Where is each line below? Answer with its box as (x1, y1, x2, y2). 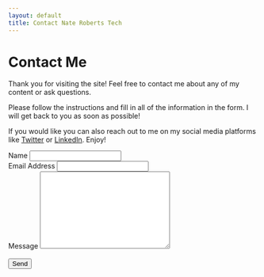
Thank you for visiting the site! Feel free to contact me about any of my (8, 79, 240, 89)
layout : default (8, 11, 62, 20)
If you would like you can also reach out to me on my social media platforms (8, 127, 256, 136)
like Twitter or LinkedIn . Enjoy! (8, 135, 107, 145)
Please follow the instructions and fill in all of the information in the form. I (8, 103, 249, 112)
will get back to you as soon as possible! (8, 112, 141, 121)
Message (8, 241, 39, 251)
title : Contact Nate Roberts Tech (8, 19, 123, 27)
